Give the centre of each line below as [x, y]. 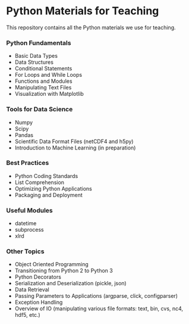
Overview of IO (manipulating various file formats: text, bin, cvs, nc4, [99, 309]
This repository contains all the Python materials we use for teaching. [91, 27]
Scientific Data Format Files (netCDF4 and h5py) [74, 141]
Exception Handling [39, 303]
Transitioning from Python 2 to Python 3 [64, 271]
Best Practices [28, 163]
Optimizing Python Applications [53, 188]
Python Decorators [38, 277]
